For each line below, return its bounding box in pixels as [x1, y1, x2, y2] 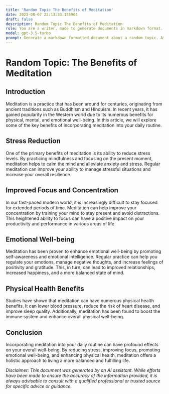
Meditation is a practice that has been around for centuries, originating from [6, 101, 162, 107]
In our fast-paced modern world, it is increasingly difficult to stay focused [6, 199, 157, 205]
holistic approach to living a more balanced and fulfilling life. [6, 357, 130, 363]
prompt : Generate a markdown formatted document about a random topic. [6, 36, 158, 41]
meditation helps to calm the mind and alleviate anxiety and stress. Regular [6, 161, 160, 167]
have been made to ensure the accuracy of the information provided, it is [6, 372, 157, 378]
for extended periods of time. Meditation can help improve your [6, 204, 137, 211]
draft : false [6, 17, 33, 22]
